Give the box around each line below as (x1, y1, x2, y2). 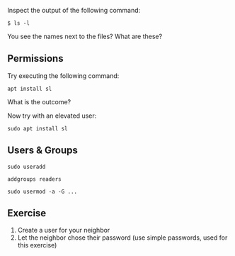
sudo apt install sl (7, 125, 69, 132)
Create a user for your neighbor (17, 226, 110, 235)
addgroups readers (7, 175, 62, 183)
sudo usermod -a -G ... (7, 188, 78, 195)
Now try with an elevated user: (7, 111, 97, 120)
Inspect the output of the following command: (7, 6, 141, 14)
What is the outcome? (7, 97, 71, 106)
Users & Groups (7, 145, 78, 157)
